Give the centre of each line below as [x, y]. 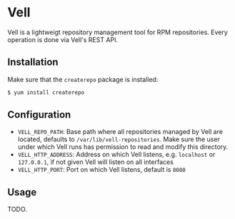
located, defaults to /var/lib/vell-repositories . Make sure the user [119, 139]
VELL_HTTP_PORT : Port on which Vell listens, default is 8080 [101, 170]
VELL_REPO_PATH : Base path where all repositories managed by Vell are [120, 132]
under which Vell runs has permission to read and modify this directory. [123, 147]
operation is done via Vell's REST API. [63, 39]
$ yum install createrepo [46, 92]
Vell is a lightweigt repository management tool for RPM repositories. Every [118, 32]
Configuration [39, 115]
